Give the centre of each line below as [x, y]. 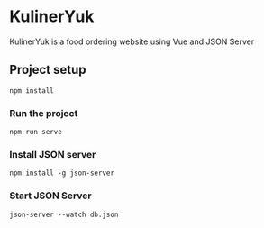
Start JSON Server [50, 196]
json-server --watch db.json [64, 214]
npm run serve [36, 132]
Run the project [44, 113]
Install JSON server [53, 154]
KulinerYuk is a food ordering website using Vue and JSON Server [132, 41]
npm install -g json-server [62, 173]
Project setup [48, 70]
